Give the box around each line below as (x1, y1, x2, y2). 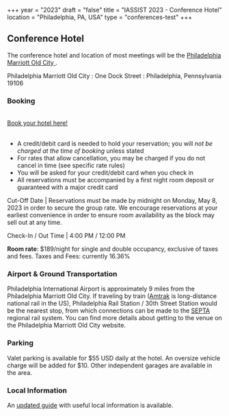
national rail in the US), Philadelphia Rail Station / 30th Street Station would (7, 299, 217, 308)
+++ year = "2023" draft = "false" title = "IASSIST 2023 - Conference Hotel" (7, 6, 222, 14)
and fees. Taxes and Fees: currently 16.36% (7, 252, 131, 260)
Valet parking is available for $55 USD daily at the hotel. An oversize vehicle (7, 354, 221, 362)
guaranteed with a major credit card (16, 183, 118, 191)
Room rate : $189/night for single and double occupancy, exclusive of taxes (7, 245, 219, 253)
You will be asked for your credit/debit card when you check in (16, 169, 193, 177)
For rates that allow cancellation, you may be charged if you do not (16, 154, 206, 162)
